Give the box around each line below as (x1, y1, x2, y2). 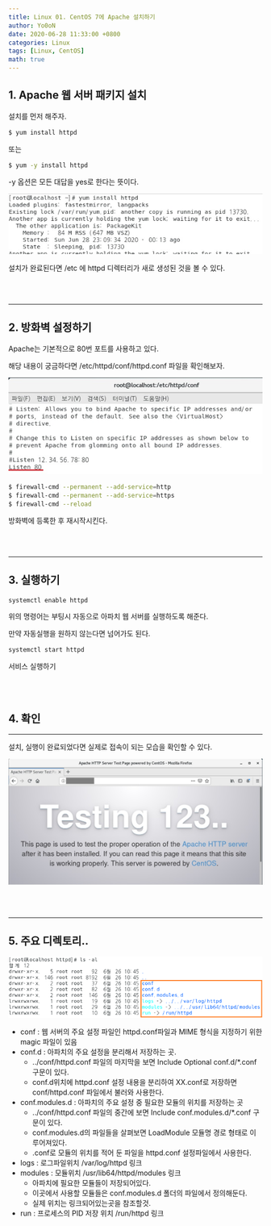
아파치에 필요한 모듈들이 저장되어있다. (31, 1178, 152, 1188)
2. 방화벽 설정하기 (8, 321, 92, 335)
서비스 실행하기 (8, 661, 56, 671)
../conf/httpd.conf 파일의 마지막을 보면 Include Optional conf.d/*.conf (31, 1057, 257, 1067)
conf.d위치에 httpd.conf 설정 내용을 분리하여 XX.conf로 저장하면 (31, 1078, 238, 1087)
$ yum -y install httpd (8, 161, 89, 169)
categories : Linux (8, 39, 70, 47)
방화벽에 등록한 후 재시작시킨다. (8, 515, 108, 525)
